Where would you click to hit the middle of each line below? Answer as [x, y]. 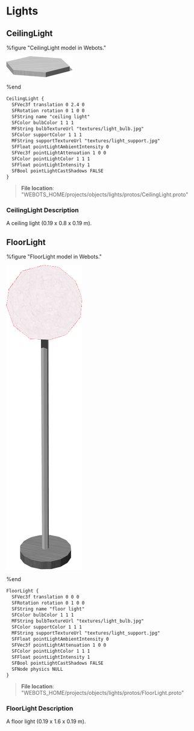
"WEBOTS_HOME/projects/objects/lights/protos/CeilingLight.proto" [105, 194]
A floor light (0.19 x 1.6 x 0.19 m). [46, 721]
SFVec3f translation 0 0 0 [45, 597]
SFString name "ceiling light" [51, 117]
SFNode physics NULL [37, 670]
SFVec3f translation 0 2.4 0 [48, 105]
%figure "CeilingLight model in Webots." [56, 48]
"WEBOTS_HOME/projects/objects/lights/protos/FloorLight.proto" [102, 693]
